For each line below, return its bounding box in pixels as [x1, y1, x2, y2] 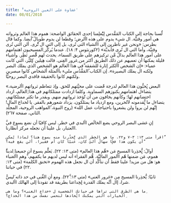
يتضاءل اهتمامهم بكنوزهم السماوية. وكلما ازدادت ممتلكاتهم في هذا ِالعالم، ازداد [6, 88, 152, 94]
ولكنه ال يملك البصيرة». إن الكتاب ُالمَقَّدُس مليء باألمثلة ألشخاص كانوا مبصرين [6, 67, 153, 74]
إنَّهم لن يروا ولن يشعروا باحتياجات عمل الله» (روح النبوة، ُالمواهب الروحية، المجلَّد [6, 104, 157, 110]
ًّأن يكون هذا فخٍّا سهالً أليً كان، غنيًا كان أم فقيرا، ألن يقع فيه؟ [6, 139, 144, 144]
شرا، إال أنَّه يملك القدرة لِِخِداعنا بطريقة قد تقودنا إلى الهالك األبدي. [6, 179, 130, 185]
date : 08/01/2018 [6, 12, 42, 17]
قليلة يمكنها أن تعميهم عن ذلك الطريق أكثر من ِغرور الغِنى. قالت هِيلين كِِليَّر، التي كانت [6, 57, 165, 63]
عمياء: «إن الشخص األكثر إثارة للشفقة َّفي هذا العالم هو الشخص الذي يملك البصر [6, 62, 156, 69]
